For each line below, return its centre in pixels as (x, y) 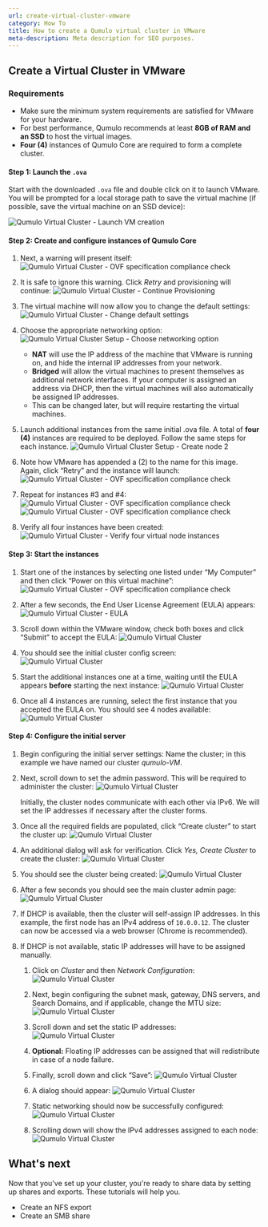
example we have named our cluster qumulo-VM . (101, 762)
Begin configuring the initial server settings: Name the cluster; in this (133, 753)
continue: (36, 291)
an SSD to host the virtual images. (76, 136)
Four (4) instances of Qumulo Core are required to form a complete (131, 144)
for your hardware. (50, 119)
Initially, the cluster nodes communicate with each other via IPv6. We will (140, 801)
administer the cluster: (57, 786)
